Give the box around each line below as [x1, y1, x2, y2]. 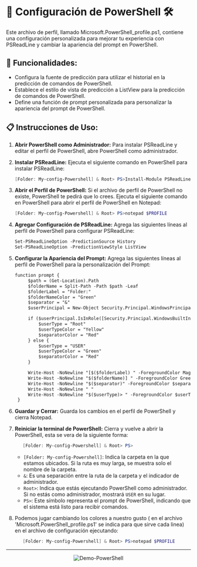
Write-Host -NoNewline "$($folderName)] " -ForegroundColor [28, 375, 178, 381]
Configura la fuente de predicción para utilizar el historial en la [14, 73, 165, 80]
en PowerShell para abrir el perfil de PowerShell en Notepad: [14, 199, 162, 206]
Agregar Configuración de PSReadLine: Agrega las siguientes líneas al [14, 221, 188, 228]
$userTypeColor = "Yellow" [38, 327, 104, 332]
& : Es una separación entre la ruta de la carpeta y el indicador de [23, 472, 179, 479]
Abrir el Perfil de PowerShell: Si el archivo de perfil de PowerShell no [14, 186, 183, 194]
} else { [28, 337, 49, 344]
